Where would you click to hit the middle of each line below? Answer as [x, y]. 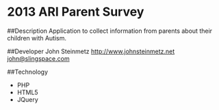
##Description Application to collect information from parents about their [110, 31]
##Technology [28, 72]
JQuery [28, 99]
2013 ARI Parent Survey [76, 12]
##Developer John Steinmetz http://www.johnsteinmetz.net [91, 51]
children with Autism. [37, 38]
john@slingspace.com [38, 58]
